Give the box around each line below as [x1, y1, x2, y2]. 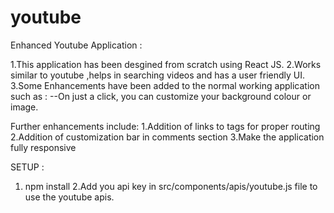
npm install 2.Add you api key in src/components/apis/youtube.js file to [24, 180, 318, 192]
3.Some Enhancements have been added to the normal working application [10, 79, 320, 91]
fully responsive [10, 141, 77, 153]
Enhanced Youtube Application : [10, 39, 143, 51]
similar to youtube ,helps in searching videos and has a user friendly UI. [10, 69, 306, 81]
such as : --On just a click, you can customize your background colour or [10, 90, 312, 102]
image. [10, 101, 39, 113]
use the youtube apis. [24, 191, 115, 203]
